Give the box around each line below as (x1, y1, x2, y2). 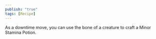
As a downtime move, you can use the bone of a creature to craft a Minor (5, 24, 151, 30)
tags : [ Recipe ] (5, 11, 36, 16)
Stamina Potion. (5, 29, 37, 35)
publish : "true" (5, 7, 38, 12)
